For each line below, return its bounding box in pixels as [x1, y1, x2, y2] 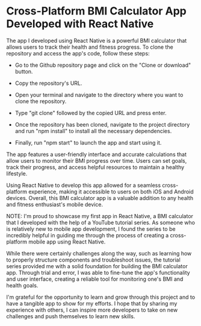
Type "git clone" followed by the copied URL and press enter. [14, 109, 167, 116]
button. [14, 67, 33, 75]
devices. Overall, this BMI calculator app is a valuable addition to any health [6, 194, 194, 201]
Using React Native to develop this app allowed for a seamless [6, 181, 161, 189]
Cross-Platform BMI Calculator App [6, 4, 187, 18]
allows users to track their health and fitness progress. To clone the [6, 43, 173, 51]
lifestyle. [6, 170, 28, 177]
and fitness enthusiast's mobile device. [6, 201, 104, 208]
